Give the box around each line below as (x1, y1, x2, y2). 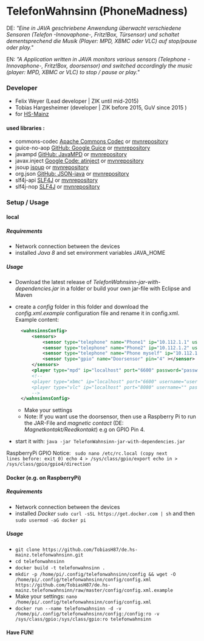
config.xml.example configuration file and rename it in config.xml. (15, 309, 180, 317)
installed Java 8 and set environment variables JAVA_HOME (15, 249, 166, 256)
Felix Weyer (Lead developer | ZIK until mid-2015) (15, 97, 139, 105)
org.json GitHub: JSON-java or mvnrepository (15, 170, 129, 178)
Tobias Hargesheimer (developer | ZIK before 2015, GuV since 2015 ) (15, 104, 187, 111)
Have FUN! (6, 629, 35, 636)
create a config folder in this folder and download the (15, 303, 149, 310)
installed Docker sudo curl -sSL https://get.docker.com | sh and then (15, 510, 195, 517)
